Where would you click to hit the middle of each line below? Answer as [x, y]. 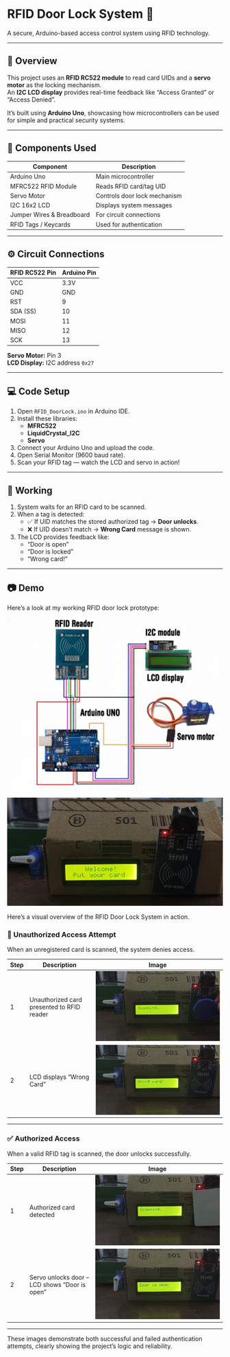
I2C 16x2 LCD [30, 205]
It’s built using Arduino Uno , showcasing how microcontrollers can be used [113, 113]
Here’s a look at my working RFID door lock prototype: [83, 608]
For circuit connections [128, 215]
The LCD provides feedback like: [63, 537]
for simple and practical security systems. [66, 120]
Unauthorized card [56, 999]
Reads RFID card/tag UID [131, 186]
